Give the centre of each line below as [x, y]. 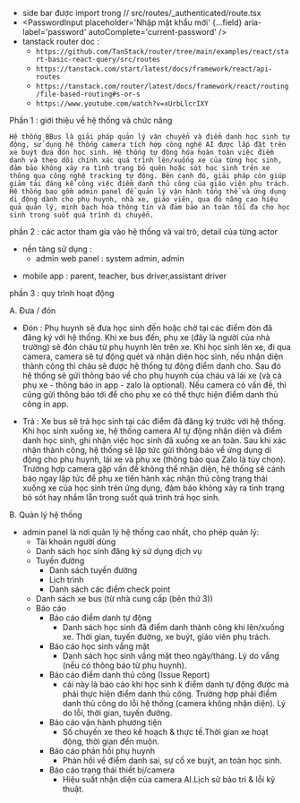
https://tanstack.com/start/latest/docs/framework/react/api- [154, 69]
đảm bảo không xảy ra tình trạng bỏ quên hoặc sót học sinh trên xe [140, 168]
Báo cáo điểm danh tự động [100, 618]
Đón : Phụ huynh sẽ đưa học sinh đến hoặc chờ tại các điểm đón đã [147, 328]
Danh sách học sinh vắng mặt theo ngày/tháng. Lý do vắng [171, 656]
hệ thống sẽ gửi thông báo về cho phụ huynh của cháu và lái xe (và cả [152, 376]
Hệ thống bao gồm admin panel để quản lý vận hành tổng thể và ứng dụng [148, 192]
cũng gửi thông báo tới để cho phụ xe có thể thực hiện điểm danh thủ [150, 394]
